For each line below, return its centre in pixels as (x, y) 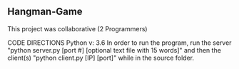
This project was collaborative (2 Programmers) (77, 28)
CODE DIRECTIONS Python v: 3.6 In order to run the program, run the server (119, 43)
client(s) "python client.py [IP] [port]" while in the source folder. (101, 58)
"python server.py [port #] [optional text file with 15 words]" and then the (114, 50)
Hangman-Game (45, 12)
